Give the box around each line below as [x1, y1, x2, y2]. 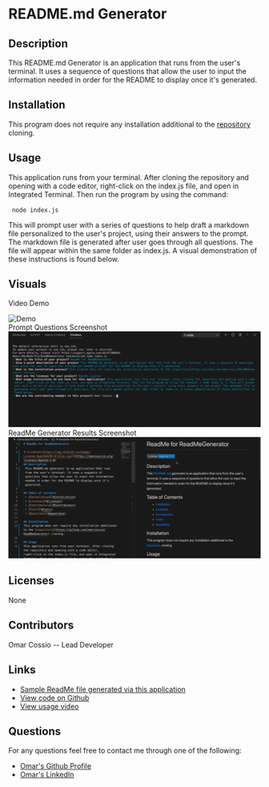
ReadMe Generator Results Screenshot [8, 428, 137, 438]
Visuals [8, 277, 46, 291]
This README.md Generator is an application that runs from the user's [8, 58, 241, 67]
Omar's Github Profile [19, 761, 92, 771]
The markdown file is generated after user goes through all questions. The [8, 237, 254, 247]
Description [8, 37, 68, 50]
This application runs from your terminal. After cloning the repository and [8, 172, 250, 182]
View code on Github [19, 692, 90, 702]
